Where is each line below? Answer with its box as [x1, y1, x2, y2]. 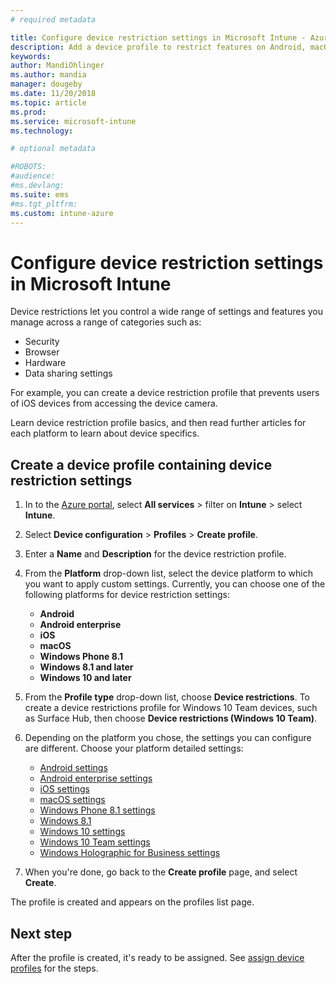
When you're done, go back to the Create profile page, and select [24, 866, 298, 878]
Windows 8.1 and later [39, 661, 134, 673]
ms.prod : [10, 107, 47, 117]
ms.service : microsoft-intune [10, 116, 137, 126]
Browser [24, 346, 60, 358]
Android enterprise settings [39, 772, 153, 785]
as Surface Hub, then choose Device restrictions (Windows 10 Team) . [24, 712, 318, 725]
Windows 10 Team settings [39, 836, 151, 848]
